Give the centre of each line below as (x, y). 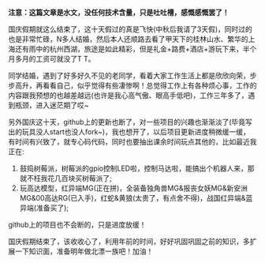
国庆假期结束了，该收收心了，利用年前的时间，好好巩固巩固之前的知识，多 (129, 241)
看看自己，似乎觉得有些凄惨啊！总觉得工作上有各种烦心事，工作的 (149, 85)
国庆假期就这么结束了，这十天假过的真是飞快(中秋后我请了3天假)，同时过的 (130, 29)
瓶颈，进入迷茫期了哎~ (52, 105)
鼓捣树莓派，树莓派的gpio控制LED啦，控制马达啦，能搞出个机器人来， (134, 168)
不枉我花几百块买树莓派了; (69, 178)
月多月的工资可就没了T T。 (52, 59)
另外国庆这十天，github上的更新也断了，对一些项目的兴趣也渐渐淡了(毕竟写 (130, 122)
